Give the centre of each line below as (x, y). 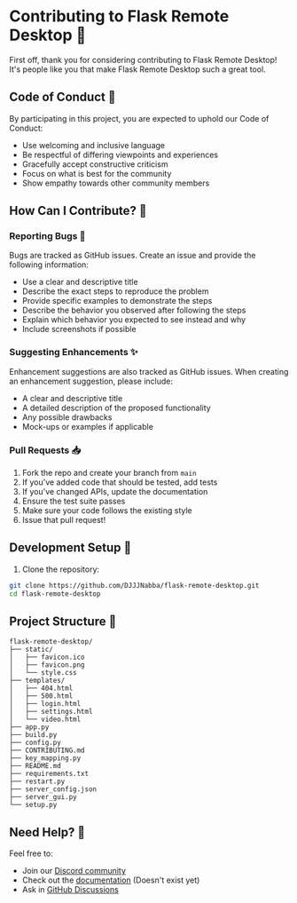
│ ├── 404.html (41, 689)
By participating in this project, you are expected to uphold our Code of (139, 118)
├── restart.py (37, 782)
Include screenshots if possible (79, 329)
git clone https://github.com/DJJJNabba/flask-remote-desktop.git (134, 585)
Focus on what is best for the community (97, 173)
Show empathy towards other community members (116, 183)
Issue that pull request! (64, 520)
